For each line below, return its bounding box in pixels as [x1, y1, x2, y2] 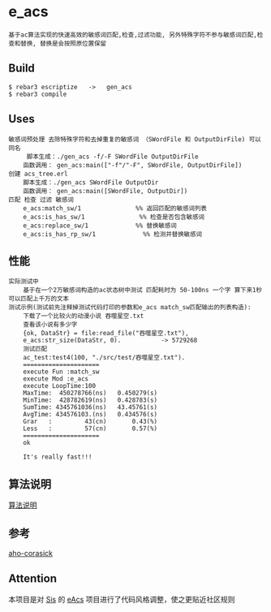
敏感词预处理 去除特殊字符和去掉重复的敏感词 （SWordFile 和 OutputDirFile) [8, 135, 246, 144]
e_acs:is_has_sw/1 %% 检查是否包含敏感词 [23, 213, 205, 221]
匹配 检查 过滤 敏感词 [8, 196, 75, 204]
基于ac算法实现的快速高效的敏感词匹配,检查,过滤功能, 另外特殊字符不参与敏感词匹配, [8, 31, 258, 39]
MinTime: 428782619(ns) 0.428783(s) [23, 396, 158, 404]
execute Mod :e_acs [23, 375, 89, 383]
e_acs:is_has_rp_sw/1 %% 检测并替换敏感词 [23, 230, 203, 238]
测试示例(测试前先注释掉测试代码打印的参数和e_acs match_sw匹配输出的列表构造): [8, 304, 252, 312]
